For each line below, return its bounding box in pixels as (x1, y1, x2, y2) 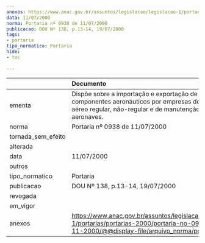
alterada (9, 142, 34, 150)
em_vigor (9, 202, 35, 210)
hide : (6, 49, 20, 55)
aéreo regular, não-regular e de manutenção (71, 105, 200, 113)
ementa (9, 101, 32, 110)
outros (9, 162, 29, 171)
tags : (6, 32, 20, 38)
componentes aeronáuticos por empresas (71, 97, 192, 105)
